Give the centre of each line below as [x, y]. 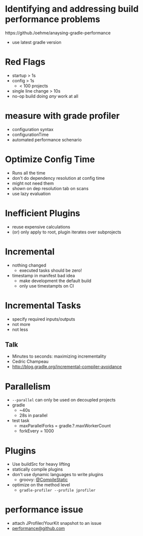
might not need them [33, 183]
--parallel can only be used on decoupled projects [64, 400]
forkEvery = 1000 [37, 431]
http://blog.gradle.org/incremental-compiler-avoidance [67, 367]
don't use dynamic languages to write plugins [57, 475]
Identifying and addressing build [72, 9]
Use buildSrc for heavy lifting [41, 464]
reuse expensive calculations [41, 227]
